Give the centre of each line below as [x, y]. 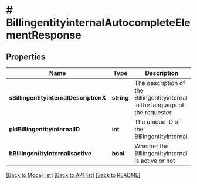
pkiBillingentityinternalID [45, 129]
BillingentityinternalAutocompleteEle [98, 23]
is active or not [155, 161]
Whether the [152, 146]
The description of [160, 83]
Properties [26, 57]
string [120, 98]
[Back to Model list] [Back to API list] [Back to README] [73, 175]
